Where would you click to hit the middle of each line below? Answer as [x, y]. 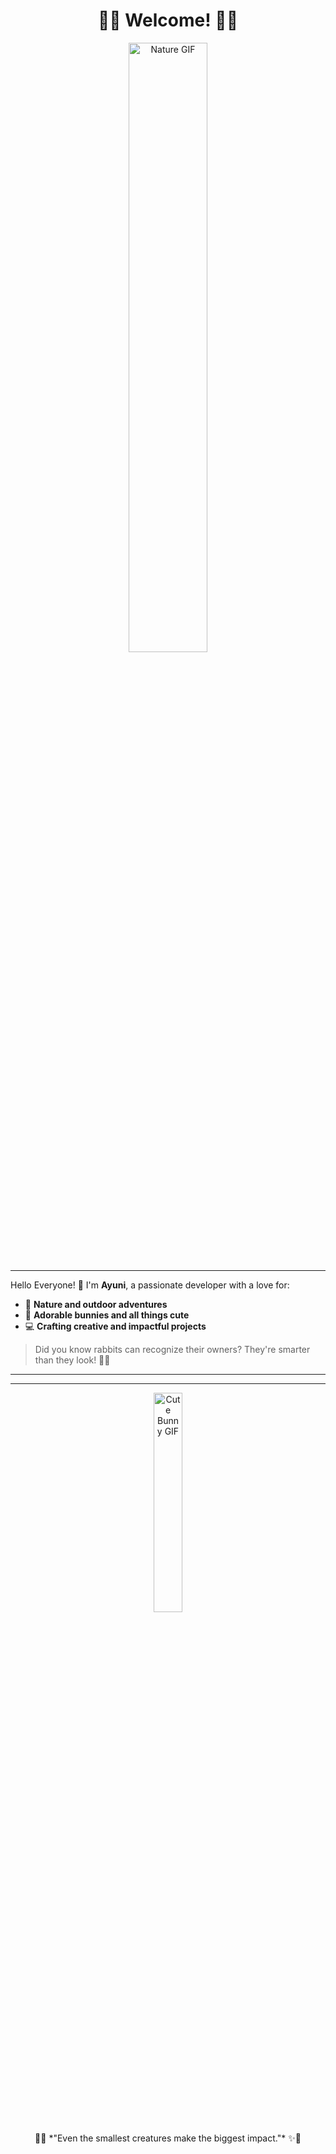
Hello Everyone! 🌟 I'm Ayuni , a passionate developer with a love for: [150, 1285]
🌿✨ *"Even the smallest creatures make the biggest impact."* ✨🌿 [168, 2138]
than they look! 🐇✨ [72, 1360]
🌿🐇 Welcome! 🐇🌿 [168, 20]
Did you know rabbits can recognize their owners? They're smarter [172, 1349]
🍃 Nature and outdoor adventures [96, 1304]
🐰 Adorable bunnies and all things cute [107, 1315]
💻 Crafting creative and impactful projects [115, 1326]
